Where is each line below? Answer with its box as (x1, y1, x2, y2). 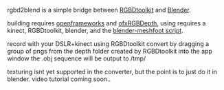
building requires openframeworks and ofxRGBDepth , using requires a (7, 19, 206, 27)
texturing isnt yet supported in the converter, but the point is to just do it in (7, 68, 218, 76)
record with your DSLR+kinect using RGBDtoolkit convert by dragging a (7, 40, 210, 47)
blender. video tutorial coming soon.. (7, 75, 111, 83)
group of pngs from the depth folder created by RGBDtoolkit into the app (7, 47, 213, 55)
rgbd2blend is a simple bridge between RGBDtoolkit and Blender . (7, 6, 191, 14)
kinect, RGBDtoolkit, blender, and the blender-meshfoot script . (7, 27, 183, 34)
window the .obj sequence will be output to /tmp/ (7, 54, 146, 63)
